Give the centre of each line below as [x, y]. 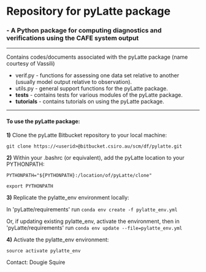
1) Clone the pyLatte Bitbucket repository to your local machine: [87, 135]
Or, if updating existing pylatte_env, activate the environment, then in [93, 221]
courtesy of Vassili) [31, 64]
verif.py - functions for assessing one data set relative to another [97, 75]
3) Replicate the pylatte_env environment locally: [68, 197]
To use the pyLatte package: [44, 121]
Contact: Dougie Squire [36, 262]
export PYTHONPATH [30, 186]
